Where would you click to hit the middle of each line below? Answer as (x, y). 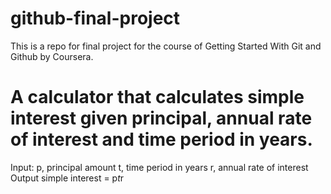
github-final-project (95, 18)
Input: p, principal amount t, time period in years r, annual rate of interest (159, 167)
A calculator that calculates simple (157, 97)
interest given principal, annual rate (161, 118)
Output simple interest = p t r (67, 178)
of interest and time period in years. (161, 139)
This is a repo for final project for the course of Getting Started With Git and (166, 46)
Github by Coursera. (52, 56)
